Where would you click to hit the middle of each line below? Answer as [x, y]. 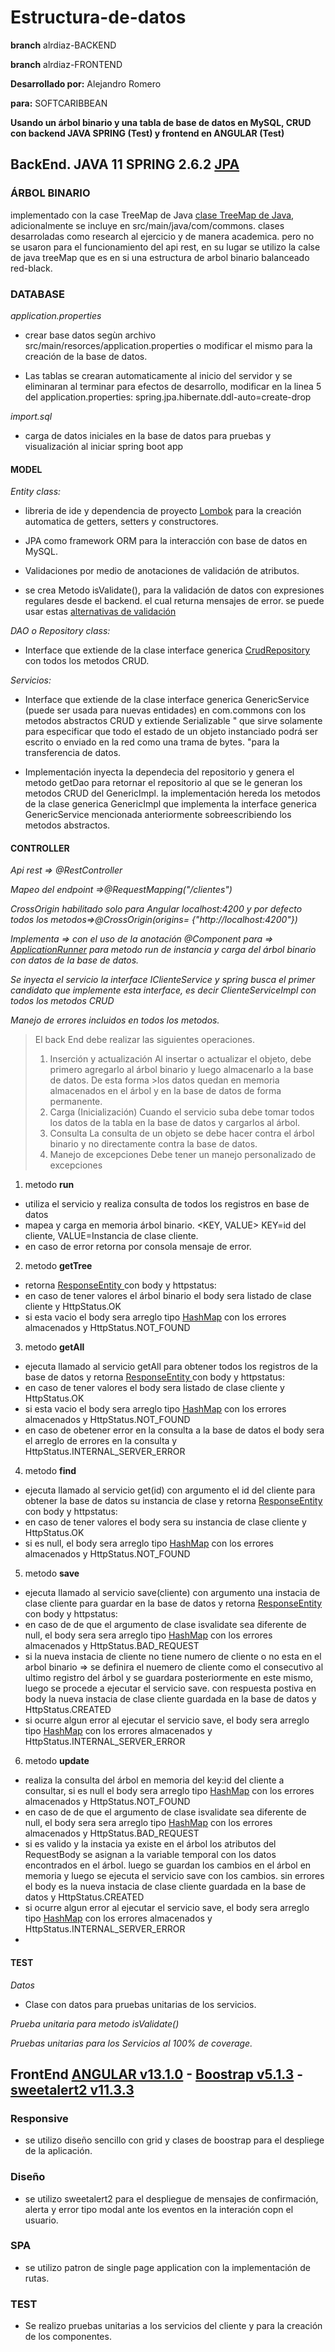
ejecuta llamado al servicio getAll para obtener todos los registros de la [171, 1367]
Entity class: [36, 492]
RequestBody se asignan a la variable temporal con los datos [150, 1855]
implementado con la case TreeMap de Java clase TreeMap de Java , [152, 215]
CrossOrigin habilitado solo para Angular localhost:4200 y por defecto [156, 909]
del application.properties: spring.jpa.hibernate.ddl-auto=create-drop [168, 397]
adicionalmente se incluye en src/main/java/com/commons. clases [147, 225]
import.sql [31, 416]
